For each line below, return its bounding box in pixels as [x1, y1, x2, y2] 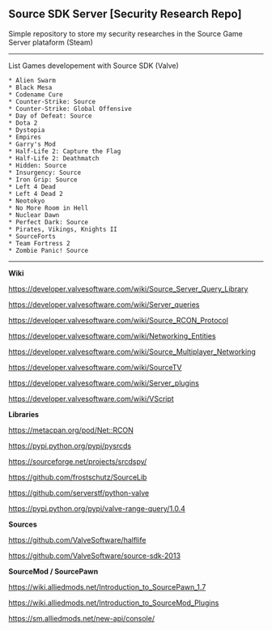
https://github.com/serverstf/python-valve [8, 488, 150, 497]
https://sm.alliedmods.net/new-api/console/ [8, 613, 155, 623]
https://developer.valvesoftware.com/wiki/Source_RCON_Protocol [8, 315, 229, 325]
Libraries [8, 409, 39, 419]
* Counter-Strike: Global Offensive [8, 104, 132, 113]
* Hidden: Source [8, 161, 67, 169]
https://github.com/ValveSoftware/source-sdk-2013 [8, 551, 181, 561]
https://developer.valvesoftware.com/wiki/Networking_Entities [8, 330, 216, 340]
